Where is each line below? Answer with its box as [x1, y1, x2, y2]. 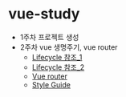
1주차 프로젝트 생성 [19, 32, 79, 42]
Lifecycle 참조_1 [31, 52, 83, 62]
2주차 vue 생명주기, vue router [19, 42, 118, 52]
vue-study [8, 5, 80, 23]
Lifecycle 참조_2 [31, 62, 85, 72]
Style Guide [31, 79, 71, 89]
